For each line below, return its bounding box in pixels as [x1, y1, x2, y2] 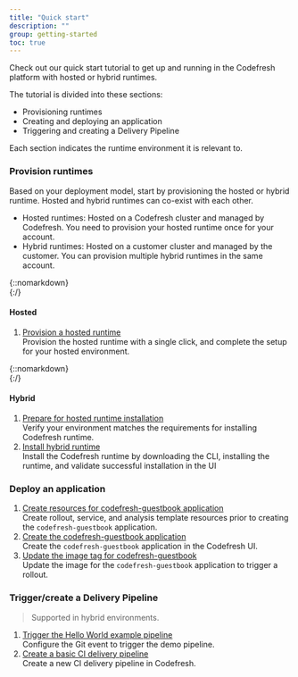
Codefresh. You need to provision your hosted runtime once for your [21, 221, 274, 232]
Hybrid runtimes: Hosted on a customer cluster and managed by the [21, 240, 273, 251]
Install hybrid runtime [21, 441, 101, 452]
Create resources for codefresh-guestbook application [21, 503, 224, 514]
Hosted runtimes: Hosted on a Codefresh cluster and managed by [21, 212, 265, 223]
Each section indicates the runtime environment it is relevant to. [9, 143, 244, 154]
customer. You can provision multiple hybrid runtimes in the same [21, 250, 263, 261]
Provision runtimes [9, 165, 94, 178]
